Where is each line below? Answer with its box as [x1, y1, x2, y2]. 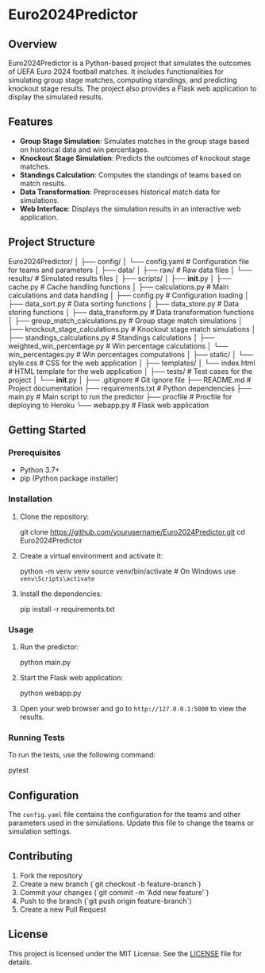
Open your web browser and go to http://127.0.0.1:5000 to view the [19, 703, 247, 713]
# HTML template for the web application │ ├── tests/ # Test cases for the [8, 366, 252, 376]
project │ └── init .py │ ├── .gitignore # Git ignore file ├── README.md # [8, 375, 252, 384]
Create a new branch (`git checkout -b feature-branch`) [19, 879, 202, 889]
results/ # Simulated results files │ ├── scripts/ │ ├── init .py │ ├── [8, 273, 232, 283]
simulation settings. [8, 827, 72, 836]
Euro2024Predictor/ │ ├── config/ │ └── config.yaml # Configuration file [8, 256, 250, 266]
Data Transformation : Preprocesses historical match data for [19, 187, 221, 197]
